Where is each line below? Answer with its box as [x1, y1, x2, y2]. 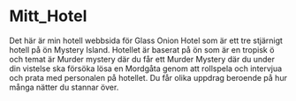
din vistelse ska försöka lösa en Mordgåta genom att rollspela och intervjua [9, 63, 283, 74]
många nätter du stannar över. [9, 82, 119, 92]
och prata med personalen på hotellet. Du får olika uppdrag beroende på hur [9, 72, 287, 83]
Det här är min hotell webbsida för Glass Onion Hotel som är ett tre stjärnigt [9, 35, 283, 46]
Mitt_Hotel [9, 6, 87, 26]
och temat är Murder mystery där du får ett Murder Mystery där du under [9, 54, 276, 64]
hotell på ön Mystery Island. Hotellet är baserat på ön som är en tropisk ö [9, 44, 275, 54]
